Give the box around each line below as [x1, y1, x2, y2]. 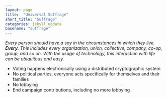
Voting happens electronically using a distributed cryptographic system [12, 66, 161, 72]
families [12, 76, 29, 82]
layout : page [5, 7, 33, 13]
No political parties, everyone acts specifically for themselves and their [12, 71, 160, 77]
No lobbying [12, 81, 38, 88]
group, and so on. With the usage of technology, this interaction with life [5, 51, 155, 57]
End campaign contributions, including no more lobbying [12, 87, 130, 93]
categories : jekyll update [5, 21, 62, 27]
